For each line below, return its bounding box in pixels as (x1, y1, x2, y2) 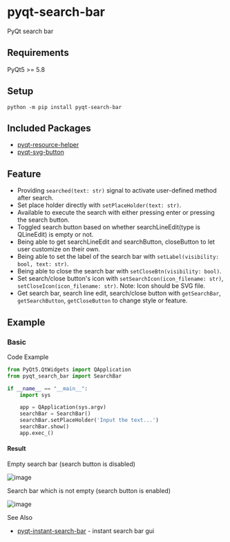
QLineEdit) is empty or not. (17, 231, 94, 239)
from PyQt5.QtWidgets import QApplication (7, 366, 131, 373)
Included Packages (7, 122, 91, 134)
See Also (7, 513, 33, 521)
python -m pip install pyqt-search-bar (7, 104, 122, 110)
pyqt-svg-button (17, 148, 64, 156)
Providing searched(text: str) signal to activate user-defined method (17, 186, 218, 195)
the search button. (17, 215, 70, 224)
